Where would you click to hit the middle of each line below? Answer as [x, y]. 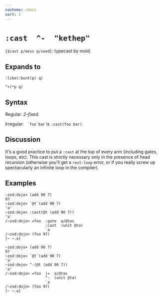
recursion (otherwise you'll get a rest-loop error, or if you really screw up [80, 162]
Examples [21, 183]
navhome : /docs [21, 10]
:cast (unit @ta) [64, 225]
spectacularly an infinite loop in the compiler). [52, 167]
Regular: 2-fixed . [22, 114]
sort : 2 [13, 14]
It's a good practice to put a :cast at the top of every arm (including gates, [81, 151]
